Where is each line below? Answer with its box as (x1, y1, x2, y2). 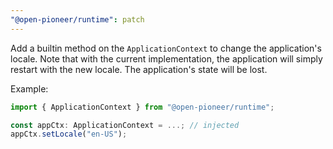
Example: (10, 82, 49, 95)
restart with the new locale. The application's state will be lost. (10, 63, 268, 75)
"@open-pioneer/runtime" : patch (10, 14, 145, 25)
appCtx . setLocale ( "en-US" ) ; (10, 129, 128, 140)
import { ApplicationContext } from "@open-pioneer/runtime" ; (10, 102, 275, 112)
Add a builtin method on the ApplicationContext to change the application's (10, 42, 322, 54)
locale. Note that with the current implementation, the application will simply (10, 52, 323, 65)
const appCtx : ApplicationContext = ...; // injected (10, 120, 240, 130)
